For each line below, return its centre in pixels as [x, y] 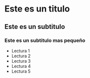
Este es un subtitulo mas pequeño [45, 40]
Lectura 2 [21, 56]
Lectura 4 [21, 66]
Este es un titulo [37, 9]
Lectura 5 [21, 71]
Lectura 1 [20, 51]
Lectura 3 [21, 61]
